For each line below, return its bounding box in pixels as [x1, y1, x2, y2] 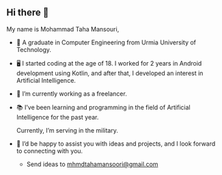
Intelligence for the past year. [16, 113, 99, 121]
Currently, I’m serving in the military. [16, 126, 119, 134]
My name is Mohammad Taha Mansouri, [6, 25, 120, 33]
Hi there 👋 [6, 7, 49, 18]
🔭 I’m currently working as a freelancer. [16, 90, 127, 98]
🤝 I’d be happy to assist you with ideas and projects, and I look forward [16, 139, 216, 148]
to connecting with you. [16, 146, 83, 154]
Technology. [16, 45, 52, 53]
